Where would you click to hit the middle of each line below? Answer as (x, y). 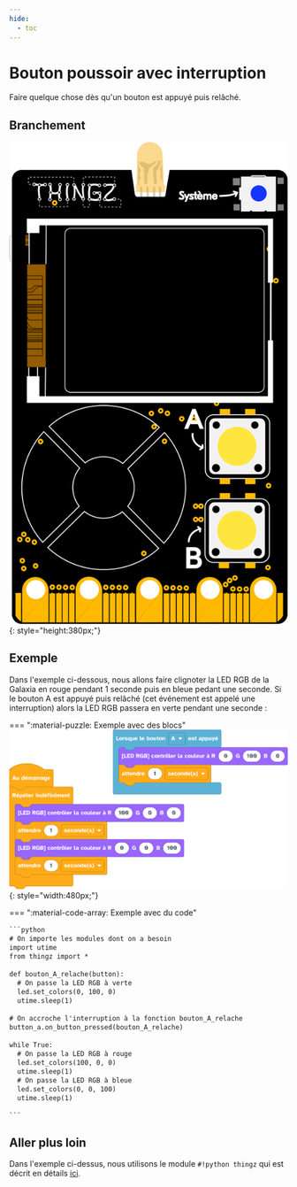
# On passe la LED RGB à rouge (75, 1053)
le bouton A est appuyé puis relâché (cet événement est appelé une (133, 698)
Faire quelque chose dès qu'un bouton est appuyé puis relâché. (125, 97)
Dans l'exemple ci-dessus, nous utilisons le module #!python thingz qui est (147, 1164)
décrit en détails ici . (45, 1174)
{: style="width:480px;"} (54, 895)
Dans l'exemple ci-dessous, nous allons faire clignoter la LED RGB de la (139, 679)
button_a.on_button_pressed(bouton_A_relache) (96, 1027)
